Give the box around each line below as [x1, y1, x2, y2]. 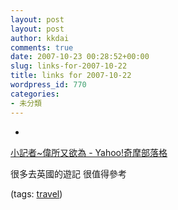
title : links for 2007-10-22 [10, 71, 132, 81]
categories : [10, 89, 60, 99]
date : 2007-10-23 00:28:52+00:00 [10, 52, 150, 62]
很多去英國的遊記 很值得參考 [10, 167, 127, 180]
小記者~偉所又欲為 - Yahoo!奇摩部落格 [10, 146, 168, 158]
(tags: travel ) [10, 187, 63, 200]
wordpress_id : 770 [10, 80, 87, 90]
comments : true [10, 42, 74, 53]
